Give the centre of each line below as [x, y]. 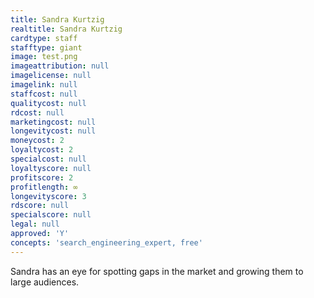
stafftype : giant [46, 47]
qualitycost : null [48, 103]
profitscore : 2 [42, 177]
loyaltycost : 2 [42, 150]
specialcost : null [48, 159]
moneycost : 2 [37, 141]
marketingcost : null [53, 122]
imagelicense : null [51, 76]
